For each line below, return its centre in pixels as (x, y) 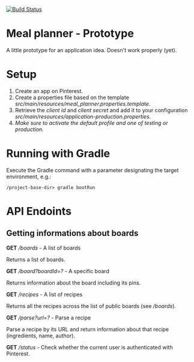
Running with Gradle (58, 154)
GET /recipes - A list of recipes (44, 294)
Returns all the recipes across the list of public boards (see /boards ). (91, 306)
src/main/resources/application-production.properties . (83, 116)
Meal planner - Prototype (70, 34)
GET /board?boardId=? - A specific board (58, 271)
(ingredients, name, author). (41, 336)
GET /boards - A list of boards (44, 248)
